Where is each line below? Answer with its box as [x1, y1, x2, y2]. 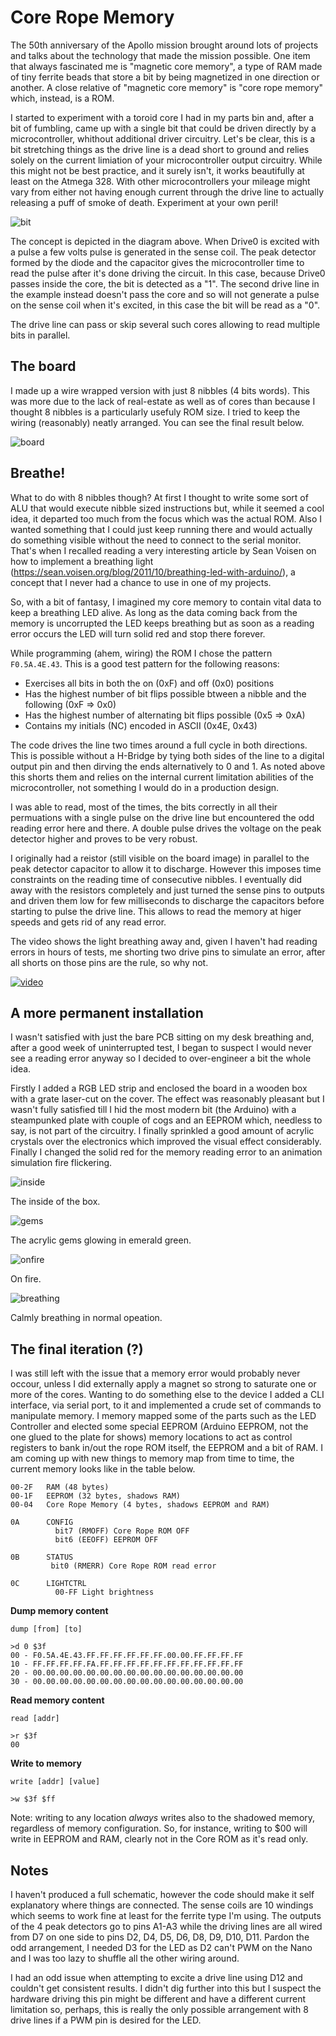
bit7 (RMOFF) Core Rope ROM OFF [54, 1526, 190, 1536]
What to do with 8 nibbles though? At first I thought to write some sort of [10, 491, 309, 503]
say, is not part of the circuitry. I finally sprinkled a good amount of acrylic [10, 1125, 315, 1137]
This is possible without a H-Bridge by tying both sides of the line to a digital [10, 749, 325, 761]
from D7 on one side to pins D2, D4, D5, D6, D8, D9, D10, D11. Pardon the [10, 1931, 310, 1943]
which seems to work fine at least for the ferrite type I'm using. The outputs [10, 1910, 322, 1921]
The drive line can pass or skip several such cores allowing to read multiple [10, 318, 321, 330]
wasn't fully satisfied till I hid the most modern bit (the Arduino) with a [10, 1104, 297, 1116]
